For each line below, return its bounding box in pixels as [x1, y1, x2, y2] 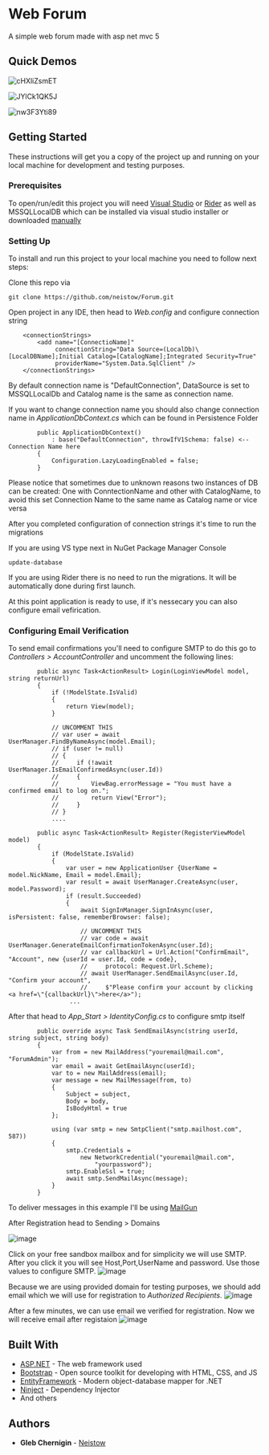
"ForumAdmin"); [8, 1055, 59, 1063]
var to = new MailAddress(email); [51, 1069, 167, 1078]
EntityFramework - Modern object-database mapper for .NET [19, 1376, 223, 1386]
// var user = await [51, 731, 120, 739]
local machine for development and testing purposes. [8, 160, 185, 169]
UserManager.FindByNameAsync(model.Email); [8, 738, 157, 746]
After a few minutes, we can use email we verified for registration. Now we [8, 1306, 255, 1316]
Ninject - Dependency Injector [19, 1385, 120, 1395]
